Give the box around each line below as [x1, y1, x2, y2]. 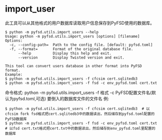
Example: [5, 72, 23, 77]
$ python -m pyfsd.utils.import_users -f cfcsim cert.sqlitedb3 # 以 [5, 106, 150, 111]
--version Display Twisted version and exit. [17, 55, 125, 60]
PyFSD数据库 [5, 116, 27, 122]
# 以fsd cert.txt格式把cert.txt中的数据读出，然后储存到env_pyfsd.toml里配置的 [5, 126, 156, 131]
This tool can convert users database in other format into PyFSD [5, 63, 142, 68]
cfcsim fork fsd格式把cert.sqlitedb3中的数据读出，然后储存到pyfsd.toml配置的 [5, 111, 155, 116]
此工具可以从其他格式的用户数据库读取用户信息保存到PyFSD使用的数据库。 [5, 20, 155, 26]
